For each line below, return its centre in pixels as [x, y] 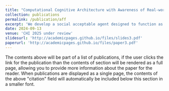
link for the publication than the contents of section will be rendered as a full [84, 62]
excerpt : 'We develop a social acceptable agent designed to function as [84, 24]
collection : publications [32, 15]
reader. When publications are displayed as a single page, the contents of [81, 73]
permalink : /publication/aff [36, 19]
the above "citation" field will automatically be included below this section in [84, 78]
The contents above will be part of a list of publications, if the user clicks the [84, 57]
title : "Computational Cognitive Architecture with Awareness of [75, 10]
